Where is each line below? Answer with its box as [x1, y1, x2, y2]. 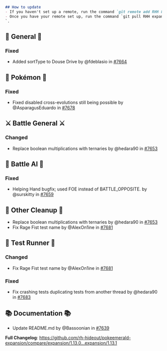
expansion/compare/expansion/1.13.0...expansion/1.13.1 [5, 340, 117, 346]
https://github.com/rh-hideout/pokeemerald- [39, 335, 131, 341]
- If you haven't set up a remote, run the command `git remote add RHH [5, 9, 159, 14]
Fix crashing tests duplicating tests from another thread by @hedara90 [12, 289, 158, 295]
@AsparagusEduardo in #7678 [12, 105, 76, 111]
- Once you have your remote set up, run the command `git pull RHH [5, 14, 150, 19]
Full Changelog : [5, 335, 38, 341]
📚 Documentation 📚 [5, 309, 71, 318]
